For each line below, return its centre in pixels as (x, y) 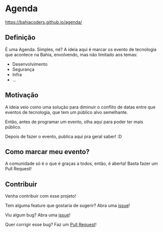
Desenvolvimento (30, 64)
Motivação (22, 95)
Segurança (23, 69)
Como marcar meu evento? (47, 152)
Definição (20, 38)
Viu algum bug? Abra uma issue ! (38, 215)
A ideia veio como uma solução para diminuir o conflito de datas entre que (80, 107)
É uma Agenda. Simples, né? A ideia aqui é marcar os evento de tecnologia (81, 49)
